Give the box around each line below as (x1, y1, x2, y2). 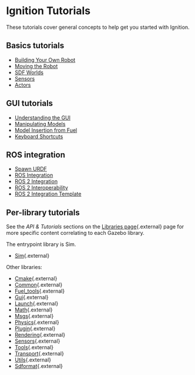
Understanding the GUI (14, 114, 71, 121)
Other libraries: (6, 264, 42, 271)
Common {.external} (14, 281, 63, 288)
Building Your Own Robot (14, 56, 76, 63)
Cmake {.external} (14, 275, 58, 282)
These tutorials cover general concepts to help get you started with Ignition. (6, 24, 190, 31)
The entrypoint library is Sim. (6, 241, 76, 248)
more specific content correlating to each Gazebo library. (6, 230, 145, 237)
